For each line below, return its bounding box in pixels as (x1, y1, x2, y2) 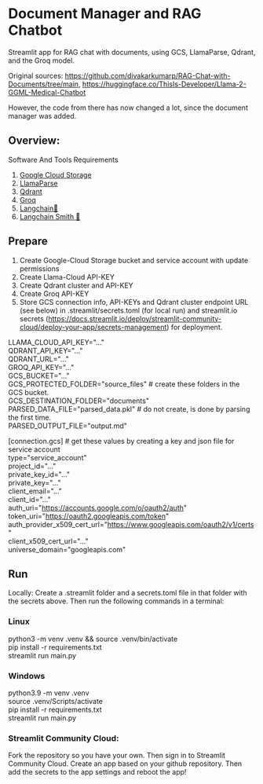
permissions (19, 264, 60, 273)
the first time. (8, 412, 52, 422)
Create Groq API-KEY (19, 288, 89, 299)
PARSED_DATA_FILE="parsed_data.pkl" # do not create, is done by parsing (8, 404, 250, 413)
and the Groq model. (8, 56, 75, 65)
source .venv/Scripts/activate (8, 696, 104, 705)
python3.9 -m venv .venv (8, 688, 89, 698)
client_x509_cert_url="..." (8, 536, 89, 546)
